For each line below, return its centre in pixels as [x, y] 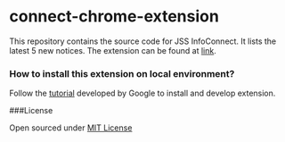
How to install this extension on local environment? [122, 73]
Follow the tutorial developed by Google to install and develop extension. [142, 93]
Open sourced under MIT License [71, 128]
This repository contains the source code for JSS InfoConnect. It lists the [143, 41]
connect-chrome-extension [114, 17]
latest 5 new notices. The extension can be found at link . [113, 50]
